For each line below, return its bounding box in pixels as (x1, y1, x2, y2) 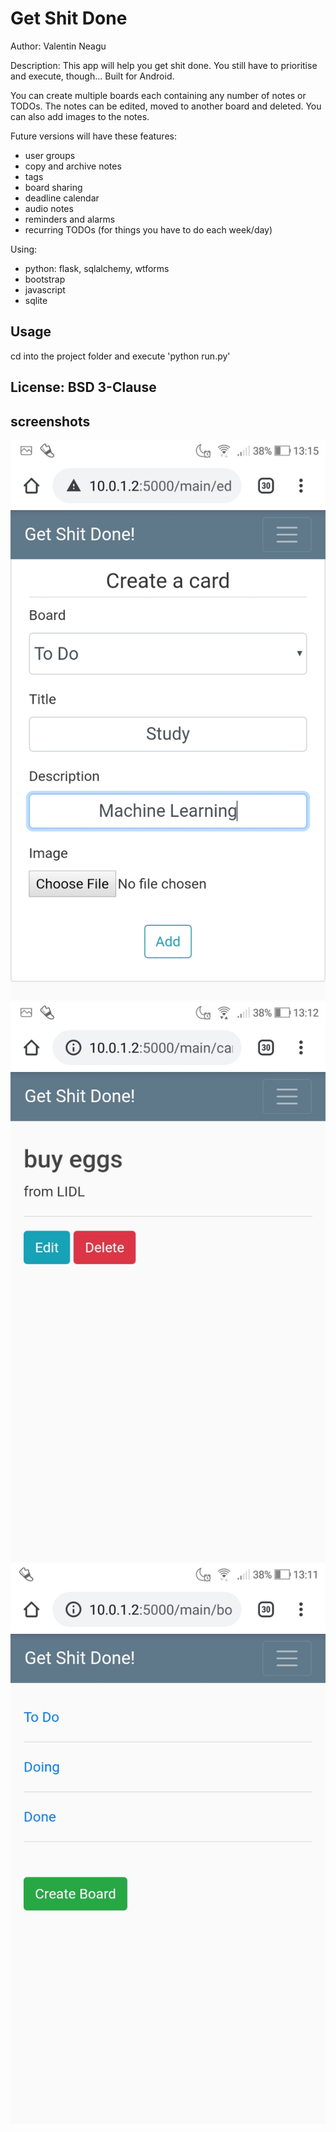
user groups (24, 149, 76, 161)
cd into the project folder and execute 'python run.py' (10, 350, 231, 362)
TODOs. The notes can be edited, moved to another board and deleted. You (10, 100, 322, 112)
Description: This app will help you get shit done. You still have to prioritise (10, 59, 318, 71)
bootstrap (24, 273, 66, 285)
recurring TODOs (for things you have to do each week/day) (24, 223, 273, 236)
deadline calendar (24, 192, 100, 204)
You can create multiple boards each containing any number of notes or (10, 89, 307, 101)
